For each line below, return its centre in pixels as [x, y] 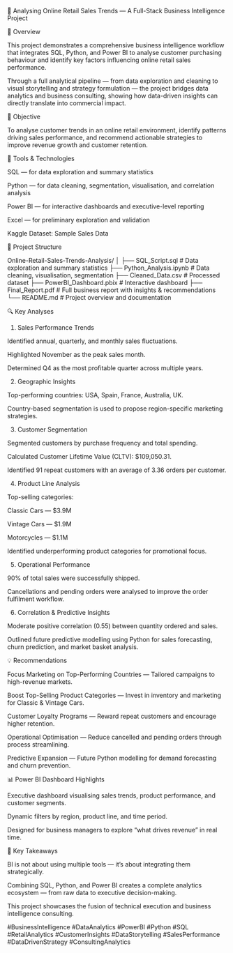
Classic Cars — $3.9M [39, 510]
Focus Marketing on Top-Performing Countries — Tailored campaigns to [111, 674]
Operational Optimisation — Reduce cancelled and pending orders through [114, 737]
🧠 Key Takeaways [32, 851]
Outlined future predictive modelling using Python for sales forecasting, [110, 639]
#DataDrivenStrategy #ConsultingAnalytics [69, 942]
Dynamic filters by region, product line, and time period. [88, 816]
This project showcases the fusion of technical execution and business [109, 906]
